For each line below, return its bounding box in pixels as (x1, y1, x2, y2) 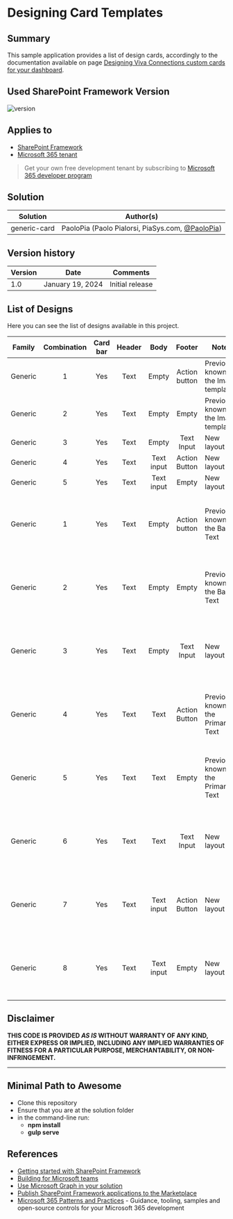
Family (12, 343, 35, 352)
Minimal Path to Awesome (7, 1080, 122, 1092)
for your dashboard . (7, 66, 64, 74)
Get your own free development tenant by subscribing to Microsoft (24, 163, 215, 172)
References (7, 1148, 58, 1160)
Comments (112, 268, 150, 277)
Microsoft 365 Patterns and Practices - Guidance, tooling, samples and (17, 1196, 221, 1204)
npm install (27, 1120, 61, 1129)
